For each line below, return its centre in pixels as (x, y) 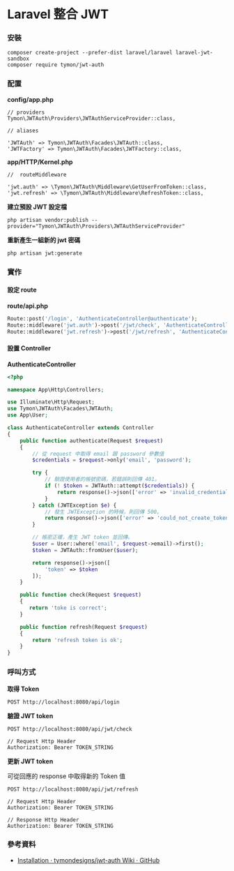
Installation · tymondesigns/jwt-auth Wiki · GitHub (88, 860)
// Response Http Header (43, 820)
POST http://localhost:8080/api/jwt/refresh (73, 789)
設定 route (22, 290)
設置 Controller (29, 348)
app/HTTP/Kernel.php (40, 162)
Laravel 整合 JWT (58, 14)
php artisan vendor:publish (48, 220)
